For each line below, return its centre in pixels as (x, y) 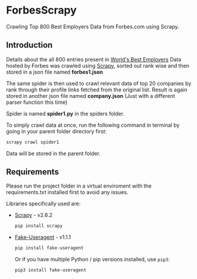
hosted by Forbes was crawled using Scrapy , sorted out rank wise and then (98, 65)
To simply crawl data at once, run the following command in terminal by (93, 125)
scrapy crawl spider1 (33, 142)
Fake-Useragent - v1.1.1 (43, 237)
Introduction (29, 45)
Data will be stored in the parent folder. (53, 153)
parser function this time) (37, 102)
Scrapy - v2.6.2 (34, 215)
